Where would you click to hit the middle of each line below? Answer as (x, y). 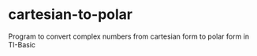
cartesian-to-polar (70, 15)
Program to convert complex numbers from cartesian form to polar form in (129, 36)
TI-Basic (22, 44)
